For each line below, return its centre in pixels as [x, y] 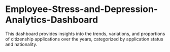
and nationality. [21, 44]
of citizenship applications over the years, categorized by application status [84, 39]
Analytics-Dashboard [52, 20]
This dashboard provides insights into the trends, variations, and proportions [85, 33]
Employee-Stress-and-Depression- [82, 9]
